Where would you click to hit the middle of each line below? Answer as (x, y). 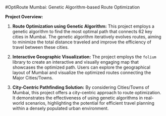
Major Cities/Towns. (33, 78)
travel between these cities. (41, 47)
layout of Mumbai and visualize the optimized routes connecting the (82, 73)
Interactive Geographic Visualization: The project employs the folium (84, 57)
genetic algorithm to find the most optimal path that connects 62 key (82, 31)
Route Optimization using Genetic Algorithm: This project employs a (83, 26)
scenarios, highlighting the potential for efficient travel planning (90, 103)
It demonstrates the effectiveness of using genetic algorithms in (78, 98)
